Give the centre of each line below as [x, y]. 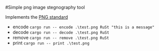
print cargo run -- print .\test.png [51, 43]
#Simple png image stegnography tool [45, 7]
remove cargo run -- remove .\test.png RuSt [61, 38]
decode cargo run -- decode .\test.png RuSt [61, 32]
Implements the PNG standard [37, 17]
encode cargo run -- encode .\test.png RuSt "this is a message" [84, 27]
